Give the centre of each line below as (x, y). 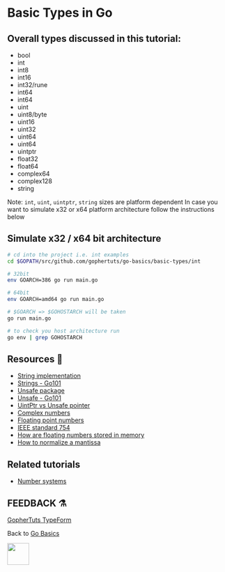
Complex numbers (44, 413)
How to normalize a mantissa (59, 442)
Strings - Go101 (39, 383)
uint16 (26, 122)
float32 (28, 159)
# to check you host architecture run (63, 331)
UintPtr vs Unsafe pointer (54, 405)
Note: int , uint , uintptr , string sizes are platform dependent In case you (113, 202)
